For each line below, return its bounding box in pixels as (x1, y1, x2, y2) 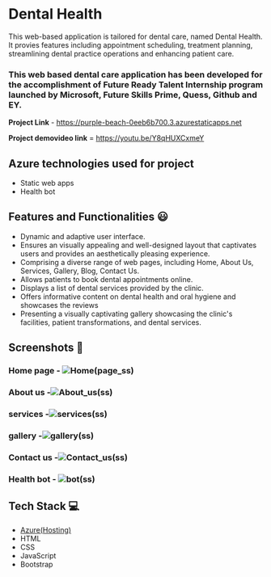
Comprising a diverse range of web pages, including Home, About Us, (19, 257, 254, 267)
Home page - (8, 365, 61, 377)
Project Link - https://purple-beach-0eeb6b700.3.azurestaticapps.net (8, 118, 243, 128)
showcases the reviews (19, 300, 99, 310)
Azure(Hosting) (19, 524, 71, 534)
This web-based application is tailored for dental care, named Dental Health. (8, 32, 263, 41)
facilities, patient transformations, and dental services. (19, 317, 202, 327)
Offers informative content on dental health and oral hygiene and (19, 292, 236, 301)
